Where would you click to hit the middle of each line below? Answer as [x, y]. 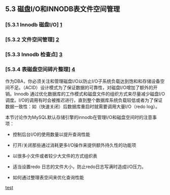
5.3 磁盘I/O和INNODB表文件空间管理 [63, 9]
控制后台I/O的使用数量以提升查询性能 [51, 134]
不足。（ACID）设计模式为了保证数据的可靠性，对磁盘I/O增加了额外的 [81, 88]
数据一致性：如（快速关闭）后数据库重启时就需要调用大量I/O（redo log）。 [82, 107]
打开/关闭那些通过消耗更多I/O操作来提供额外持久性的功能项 [74, 145]
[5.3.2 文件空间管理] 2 [32, 40]
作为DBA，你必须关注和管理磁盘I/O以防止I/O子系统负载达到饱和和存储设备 [83, 81]
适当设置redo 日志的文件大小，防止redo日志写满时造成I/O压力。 [79, 167]
